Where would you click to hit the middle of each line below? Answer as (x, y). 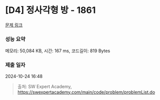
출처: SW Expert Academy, (44, 86)
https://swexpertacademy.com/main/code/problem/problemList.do (86, 92)
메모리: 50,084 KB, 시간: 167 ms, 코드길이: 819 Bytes (58, 51)
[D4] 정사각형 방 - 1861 (50, 10)
